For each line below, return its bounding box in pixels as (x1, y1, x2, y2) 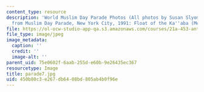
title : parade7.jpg (6, 71, 56, 77)
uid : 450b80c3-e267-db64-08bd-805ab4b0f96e (6, 76, 118, 82)
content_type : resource (6, 8, 67, 15)
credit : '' (12, 48, 39, 54)
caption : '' (12, 43, 42, 49)
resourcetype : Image (6, 65, 59, 71)
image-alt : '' (12, 54, 47, 60)
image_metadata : (6, 37, 47, 43)
